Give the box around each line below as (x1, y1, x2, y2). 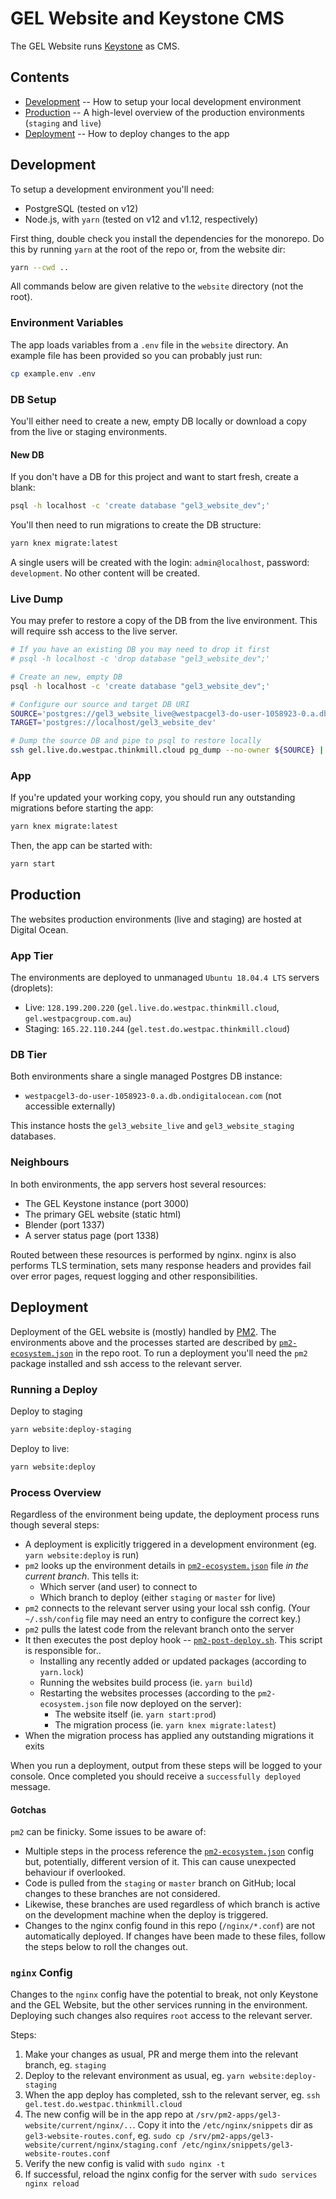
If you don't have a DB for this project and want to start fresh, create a (10, 471, 299, 483)
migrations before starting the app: (10, 802, 154, 814)
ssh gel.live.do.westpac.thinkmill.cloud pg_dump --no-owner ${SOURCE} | (10, 745, 325, 756)
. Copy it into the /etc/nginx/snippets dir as (132, 2119, 313, 2131)
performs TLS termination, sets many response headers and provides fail (10, 1259, 312, 1271)
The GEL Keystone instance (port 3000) (24, 1197, 190, 1209)
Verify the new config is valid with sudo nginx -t (24, 2158, 226, 2170)
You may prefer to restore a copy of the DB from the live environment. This (10, 615, 318, 627)
